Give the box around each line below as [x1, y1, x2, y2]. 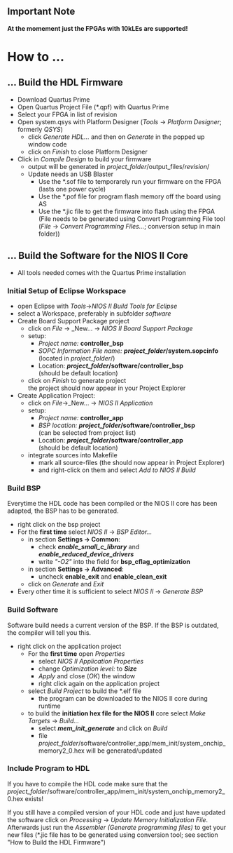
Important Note [7, 6, 76, 18]
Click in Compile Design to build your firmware [17, 154, 152, 163]
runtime [38, 701, 61, 710]
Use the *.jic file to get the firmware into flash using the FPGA [38, 207, 216, 215]
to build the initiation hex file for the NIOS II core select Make [27, 708, 206, 718]
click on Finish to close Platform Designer [27, 147, 148, 156]
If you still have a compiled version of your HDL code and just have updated [7, 808, 226, 817]
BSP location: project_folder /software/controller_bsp [38, 421, 196, 429]
